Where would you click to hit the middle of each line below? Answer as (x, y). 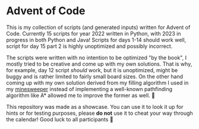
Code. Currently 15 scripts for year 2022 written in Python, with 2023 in (94, 33)
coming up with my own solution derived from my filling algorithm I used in (97, 83)
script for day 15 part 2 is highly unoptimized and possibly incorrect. (89, 46)
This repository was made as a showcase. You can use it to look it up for (95, 107)
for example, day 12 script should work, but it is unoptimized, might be (92, 70)
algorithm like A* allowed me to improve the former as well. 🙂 (81, 95)
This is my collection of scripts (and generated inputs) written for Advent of (98, 27)
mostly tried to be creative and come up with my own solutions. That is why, (99, 64)
